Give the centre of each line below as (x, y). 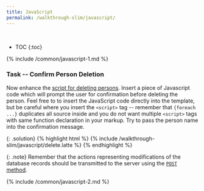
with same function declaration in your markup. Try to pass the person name (102, 120)
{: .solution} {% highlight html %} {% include (62, 139)
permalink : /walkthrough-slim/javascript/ (61, 18)
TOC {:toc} (29, 47)
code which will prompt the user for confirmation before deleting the (92, 94)
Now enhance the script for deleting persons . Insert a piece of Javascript (98, 88)
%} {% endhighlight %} (103, 145)
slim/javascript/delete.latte (40, 145)
